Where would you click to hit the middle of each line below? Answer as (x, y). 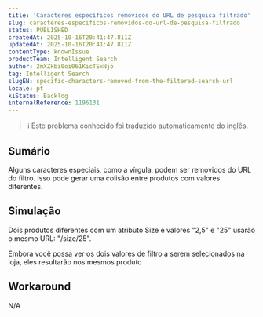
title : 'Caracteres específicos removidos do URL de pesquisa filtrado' (130, 15)
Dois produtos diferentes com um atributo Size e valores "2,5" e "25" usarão (132, 230)
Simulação (35, 211)
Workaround (40, 287)
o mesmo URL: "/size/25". (50, 238)
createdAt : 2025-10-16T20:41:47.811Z (70, 37)
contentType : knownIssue (49, 52)
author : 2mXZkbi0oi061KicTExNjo (61, 67)
